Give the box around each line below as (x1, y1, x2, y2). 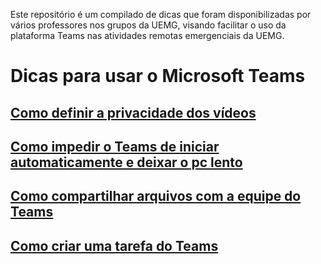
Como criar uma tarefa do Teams (10, 237, 219, 254)
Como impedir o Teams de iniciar (10, 138, 220, 155)
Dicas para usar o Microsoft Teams (10, 65, 306, 88)
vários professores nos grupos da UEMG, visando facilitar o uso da (10, 19, 287, 31)
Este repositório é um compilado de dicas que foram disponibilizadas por (10, 9, 312, 20)
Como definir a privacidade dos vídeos (10, 104, 257, 121)
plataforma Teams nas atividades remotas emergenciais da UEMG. (10, 30, 285, 41)
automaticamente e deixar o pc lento (10, 154, 243, 171)
